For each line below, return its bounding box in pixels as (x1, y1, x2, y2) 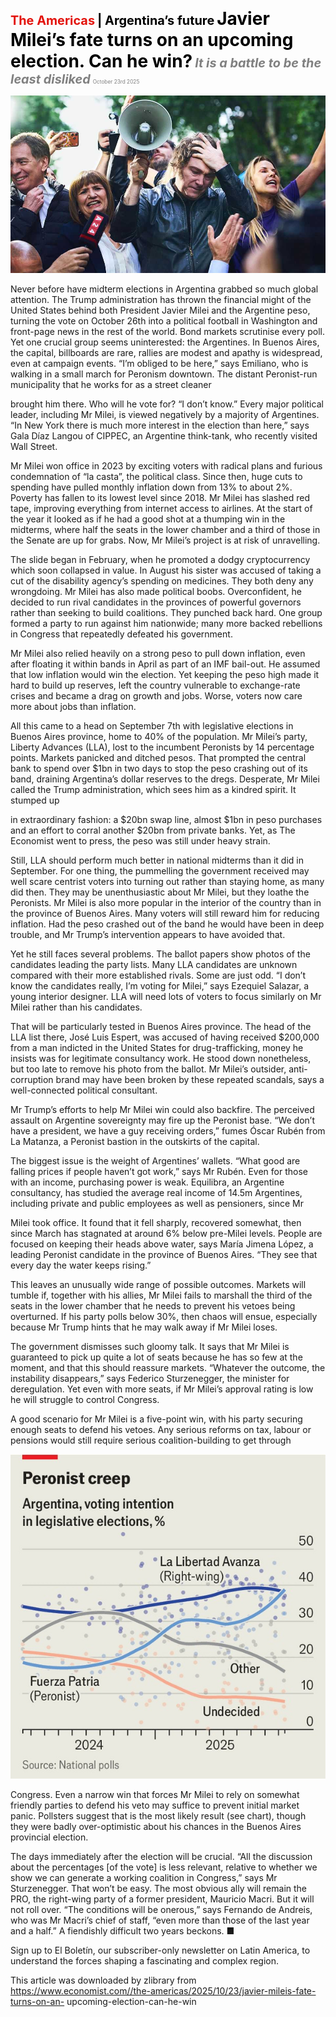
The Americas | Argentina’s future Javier (10, 8, 270, 30)
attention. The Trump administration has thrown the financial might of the (10, 293, 312, 305)
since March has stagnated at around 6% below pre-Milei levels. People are (10, 1227, 323, 1239)
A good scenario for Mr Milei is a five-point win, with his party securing (10, 1413, 303, 1425)
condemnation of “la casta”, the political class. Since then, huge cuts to (10, 470, 303, 482)
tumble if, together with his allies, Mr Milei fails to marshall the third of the (10, 1289, 313, 1301)
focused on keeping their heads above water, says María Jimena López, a (10, 1238, 314, 1250)
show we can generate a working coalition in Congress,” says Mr (10, 1872, 278, 1884)
